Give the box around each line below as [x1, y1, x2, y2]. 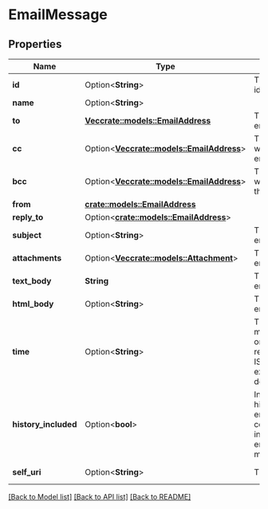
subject [12, 229, 42, 241]
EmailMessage [8, 6, 108, 24]
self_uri [12, 467, 41, 477]
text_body [12, 276, 52, 286]
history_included [12, 419, 77, 429]
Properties [8, 37, 62, 51]
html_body [12, 299, 54, 309]
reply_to [12, 212, 44, 222]
